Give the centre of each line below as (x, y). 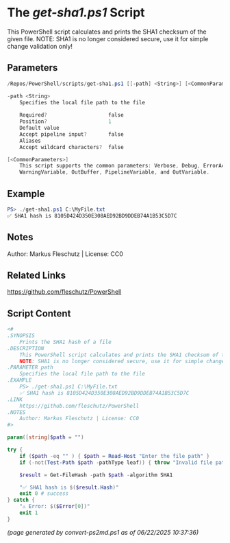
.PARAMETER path (30, 368)
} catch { (21, 500)
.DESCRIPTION (26, 348)
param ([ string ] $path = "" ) (46, 437)
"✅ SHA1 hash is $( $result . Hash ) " (69, 487)
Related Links (37, 275)
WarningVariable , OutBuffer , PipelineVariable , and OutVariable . (115, 172)
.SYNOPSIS (21, 336)
